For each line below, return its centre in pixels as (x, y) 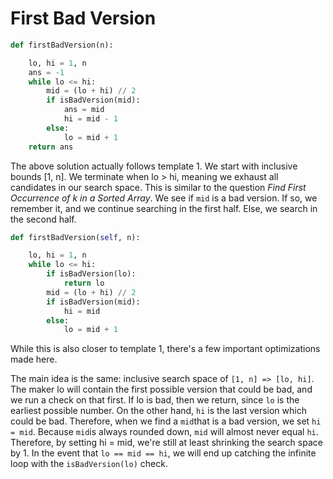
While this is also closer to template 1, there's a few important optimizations (165, 349)
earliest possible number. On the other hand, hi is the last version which (158, 411)
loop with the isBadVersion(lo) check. (89, 464)
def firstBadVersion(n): (62, 45)
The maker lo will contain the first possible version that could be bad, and (161, 389)
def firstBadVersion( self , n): (75, 237)
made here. (34, 359)
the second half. (43, 219)
